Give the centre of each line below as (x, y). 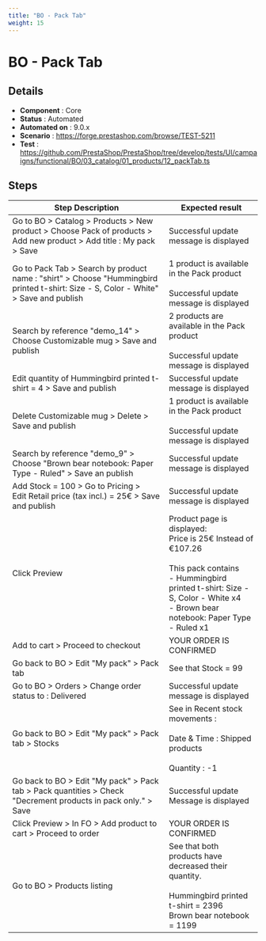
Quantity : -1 (193, 768)
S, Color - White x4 (205, 598)
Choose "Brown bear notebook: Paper (83, 464)
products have (196, 856)
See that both (194, 846)
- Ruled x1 (189, 628)
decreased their (198, 866)
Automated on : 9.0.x (55, 127)
